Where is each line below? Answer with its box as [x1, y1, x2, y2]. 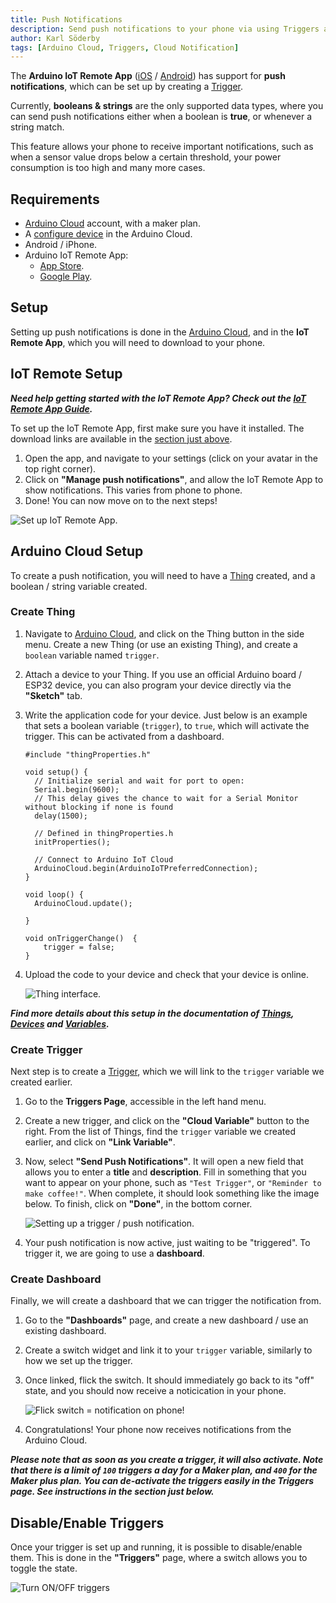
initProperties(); [34, 837, 111, 847]
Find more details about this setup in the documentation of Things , [10, 1007, 295, 1019]
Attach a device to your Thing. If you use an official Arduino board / [24, 668, 303, 680]
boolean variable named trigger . [24, 649, 160, 661]
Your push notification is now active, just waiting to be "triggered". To [24, 1237, 311, 1249]
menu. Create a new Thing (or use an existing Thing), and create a [24, 638, 298, 650]
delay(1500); [34, 811, 89, 821]
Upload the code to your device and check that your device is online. [24, 968, 310, 980]
